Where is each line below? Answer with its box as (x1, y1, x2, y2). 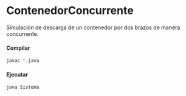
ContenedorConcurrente (6, 4, 134, 18)
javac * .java (6, 58, 40, 64)
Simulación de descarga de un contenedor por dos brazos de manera (6, 24, 181, 31)
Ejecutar (6, 70, 29, 78)
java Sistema (6, 84, 40, 91)
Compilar (6, 44, 30, 52)
